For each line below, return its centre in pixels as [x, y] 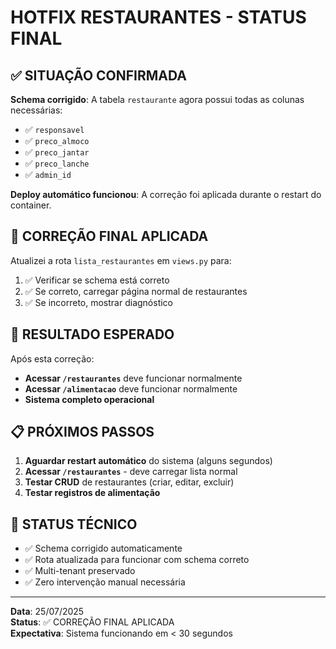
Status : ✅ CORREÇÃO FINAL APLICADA [92, 622]
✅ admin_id [48, 174]
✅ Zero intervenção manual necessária [105, 582]
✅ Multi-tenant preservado [80, 571]
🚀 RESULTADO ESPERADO [92, 334]
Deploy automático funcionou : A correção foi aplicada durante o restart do [166, 194]
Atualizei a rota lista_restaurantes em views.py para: [121, 260]
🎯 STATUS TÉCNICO [74, 524]
